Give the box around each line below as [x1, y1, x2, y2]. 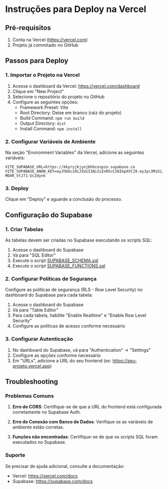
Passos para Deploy [5, 57, 68, 65]
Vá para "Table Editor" [12, 307, 58, 313]
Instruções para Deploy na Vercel [5, 4, 146, 15]
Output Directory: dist [19, 120, 66, 126]
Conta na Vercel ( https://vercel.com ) [12, 37, 88, 43]
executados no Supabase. [12, 439, 66, 445]
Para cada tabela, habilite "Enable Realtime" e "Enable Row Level [12, 312, 146, 319]
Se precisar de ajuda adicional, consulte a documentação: [5, 463, 125, 469]
